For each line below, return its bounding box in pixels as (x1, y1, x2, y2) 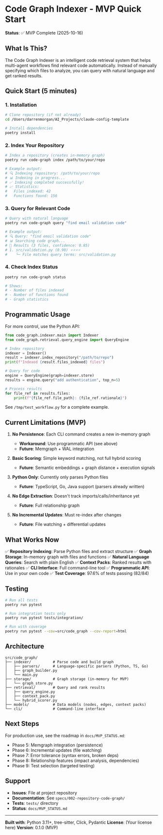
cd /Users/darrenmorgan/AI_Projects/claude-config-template (5, 117, 130, 122)
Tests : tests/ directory (12, 800, 59, 806)
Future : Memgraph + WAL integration (19, 446, 95, 452)
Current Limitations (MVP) (5, 418, 86, 427)
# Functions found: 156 (5, 193, 57, 198)
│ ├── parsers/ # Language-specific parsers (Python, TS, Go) (5, 664, 149, 668)
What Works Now (5, 535, 59, 544)
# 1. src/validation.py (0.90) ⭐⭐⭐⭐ (5, 247, 81, 252)
